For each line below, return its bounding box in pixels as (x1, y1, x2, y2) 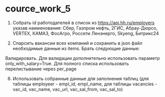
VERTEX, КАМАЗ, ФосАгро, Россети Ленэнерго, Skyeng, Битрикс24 (12, 30, 159, 36)
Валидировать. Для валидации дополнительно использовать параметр (5, 55, 160, 61)
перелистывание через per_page (5, 66, 77, 72)
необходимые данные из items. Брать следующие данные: (12, 45, 140, 51)
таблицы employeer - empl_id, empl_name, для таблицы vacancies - (12, 81, 157, 87)
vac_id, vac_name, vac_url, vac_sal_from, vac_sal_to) (12, 86, 123, 92)
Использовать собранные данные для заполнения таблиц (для (12, 75, 149, 81)
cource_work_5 (5, 3, 71, 15)
